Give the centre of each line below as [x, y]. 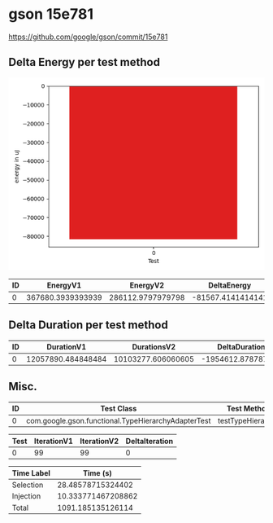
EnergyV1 [64, 285]
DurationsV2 [154, 347]
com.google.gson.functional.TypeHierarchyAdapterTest [119, 420]
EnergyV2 [147, 285]
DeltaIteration [149, 441]
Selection [28, 485]
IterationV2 [100, 441]
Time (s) [97, 472]
